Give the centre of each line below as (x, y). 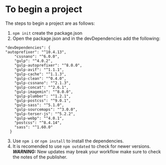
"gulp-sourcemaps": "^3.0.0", (46, 109)
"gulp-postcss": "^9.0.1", (43, 100)
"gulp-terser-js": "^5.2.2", (45, 114)
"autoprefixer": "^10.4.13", (36, 52)
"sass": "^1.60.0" (34, 127)
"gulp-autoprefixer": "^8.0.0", (48, 65)
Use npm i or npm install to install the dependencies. (68, 141)
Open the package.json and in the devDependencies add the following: (86, 38)
